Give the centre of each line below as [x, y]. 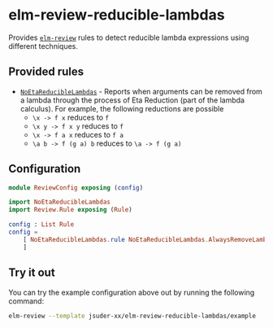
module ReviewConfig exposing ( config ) [76, 188]
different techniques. [43, 46]
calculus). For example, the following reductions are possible [122, 108]
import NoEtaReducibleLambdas [60, 202]
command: [26, 301]
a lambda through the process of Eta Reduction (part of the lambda [132, 100]
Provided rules [46, 72]
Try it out [32, 273]
